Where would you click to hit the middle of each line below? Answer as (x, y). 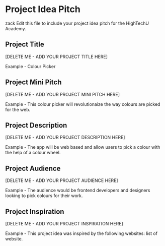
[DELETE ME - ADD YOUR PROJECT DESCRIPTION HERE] (65, 138)
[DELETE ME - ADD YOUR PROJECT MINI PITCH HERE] (62, 94)
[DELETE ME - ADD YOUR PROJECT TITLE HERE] (57, 56)
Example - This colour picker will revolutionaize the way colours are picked (83, 104)
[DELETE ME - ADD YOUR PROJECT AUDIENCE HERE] (62, 180)
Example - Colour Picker (30, 66)
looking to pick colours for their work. (44, 196)
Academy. (16, 28)
